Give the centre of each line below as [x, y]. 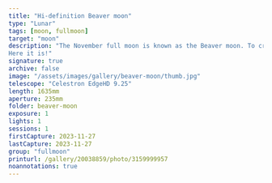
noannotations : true [43, 167]
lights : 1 [25, 121]
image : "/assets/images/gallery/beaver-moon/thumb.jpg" [104, 76]
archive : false [34, 69]
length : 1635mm [34, 91]
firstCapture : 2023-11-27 [52, 136]
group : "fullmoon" [39, 151]
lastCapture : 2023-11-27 [50, 144]
